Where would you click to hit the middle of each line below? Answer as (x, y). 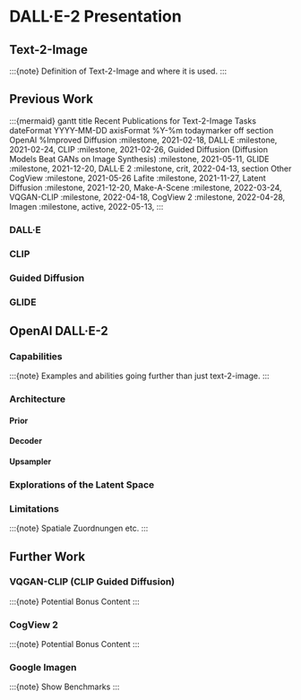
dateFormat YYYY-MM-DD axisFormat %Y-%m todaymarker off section (142, 130)
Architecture (38, 399)
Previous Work (52, 99)
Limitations (34, 508)
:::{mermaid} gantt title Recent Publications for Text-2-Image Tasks (133, 121)
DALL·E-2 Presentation (95, 17)
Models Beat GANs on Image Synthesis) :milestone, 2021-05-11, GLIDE (140, 159)
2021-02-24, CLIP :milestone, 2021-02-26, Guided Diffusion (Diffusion (139, 149)
